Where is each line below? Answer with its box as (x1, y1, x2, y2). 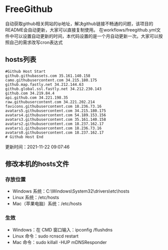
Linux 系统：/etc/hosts (12, 195, 59, 201)
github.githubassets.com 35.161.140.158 (5, 73, 91, 78)
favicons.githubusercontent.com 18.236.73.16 (5, 104, 101, 109)
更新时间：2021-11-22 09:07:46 (5, 144, 70, 150)
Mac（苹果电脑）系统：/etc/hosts (12, 201, 82, 207)
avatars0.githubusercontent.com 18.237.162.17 (5, 130, 104, 135)
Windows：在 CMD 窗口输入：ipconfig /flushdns (12, 227, 113, 233)
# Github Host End (5, 134, 43, 139)
